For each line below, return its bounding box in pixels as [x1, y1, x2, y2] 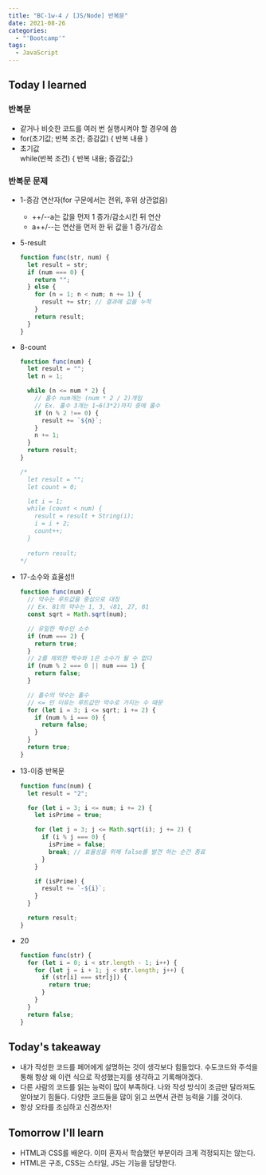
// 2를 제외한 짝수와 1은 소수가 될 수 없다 [27, 654, 153, 663]
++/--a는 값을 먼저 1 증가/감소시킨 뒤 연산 [31, 212, 162, 221]
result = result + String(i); [34, 512, 135, 520]
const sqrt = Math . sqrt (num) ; [27, 610, 127, 619]
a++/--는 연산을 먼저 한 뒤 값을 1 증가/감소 [31, 221, 163, 232]
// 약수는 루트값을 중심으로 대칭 [27, 596, 120, 604]
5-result [19, 237, 46, 248]
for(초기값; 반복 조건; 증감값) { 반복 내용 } [19, 133, 149, 143]
